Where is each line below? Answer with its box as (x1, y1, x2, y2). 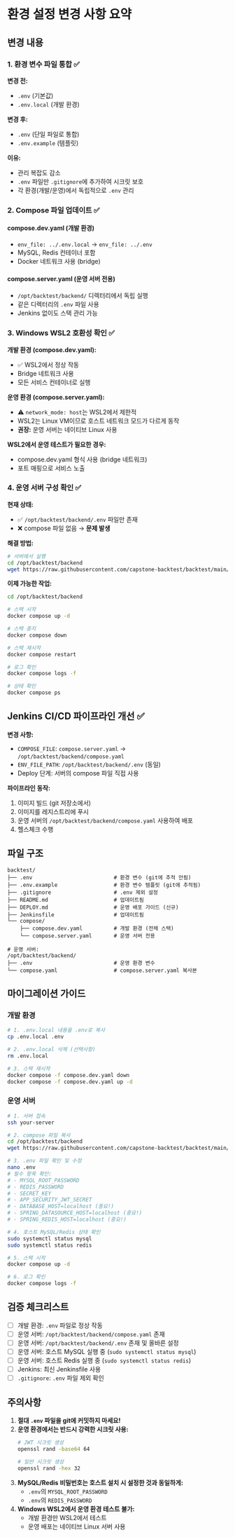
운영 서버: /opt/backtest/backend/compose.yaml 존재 (17, 1329, 166, 1338)
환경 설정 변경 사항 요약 (7, 6, 132, 22)
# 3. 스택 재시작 (7, 1065, 50, 1072)
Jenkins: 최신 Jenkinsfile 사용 (17, 1365, 101, 1374)
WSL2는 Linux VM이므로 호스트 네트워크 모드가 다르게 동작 (17, 417, 180, 425)
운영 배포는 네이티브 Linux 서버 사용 (27, 1522, 126, 1531)
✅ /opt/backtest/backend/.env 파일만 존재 (17, 515, 138, 523)
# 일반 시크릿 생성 (17, 1458, 64, 1465)
